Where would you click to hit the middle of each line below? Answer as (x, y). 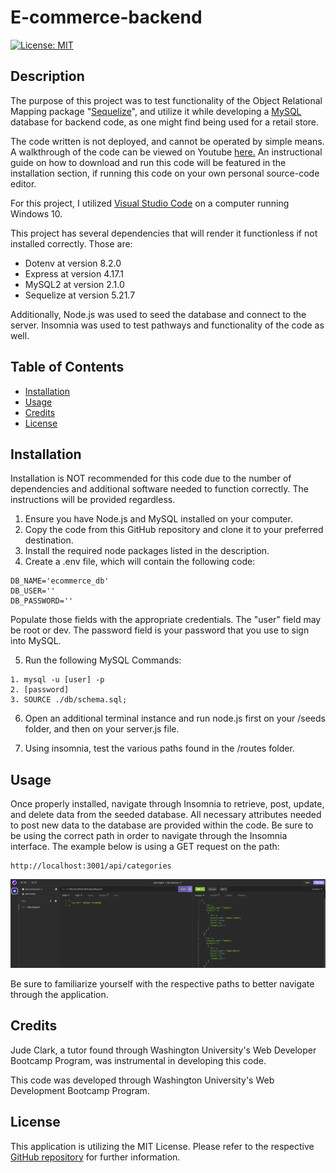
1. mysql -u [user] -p (57, 680)
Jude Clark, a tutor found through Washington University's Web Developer (163, 1050)
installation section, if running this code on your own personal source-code (165, 173)
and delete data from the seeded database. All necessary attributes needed (166, 815)
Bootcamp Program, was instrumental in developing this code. (138, 1060)
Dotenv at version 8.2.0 (73, 263)
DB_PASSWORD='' (42, 601)
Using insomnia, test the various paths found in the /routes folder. (159, 748)
